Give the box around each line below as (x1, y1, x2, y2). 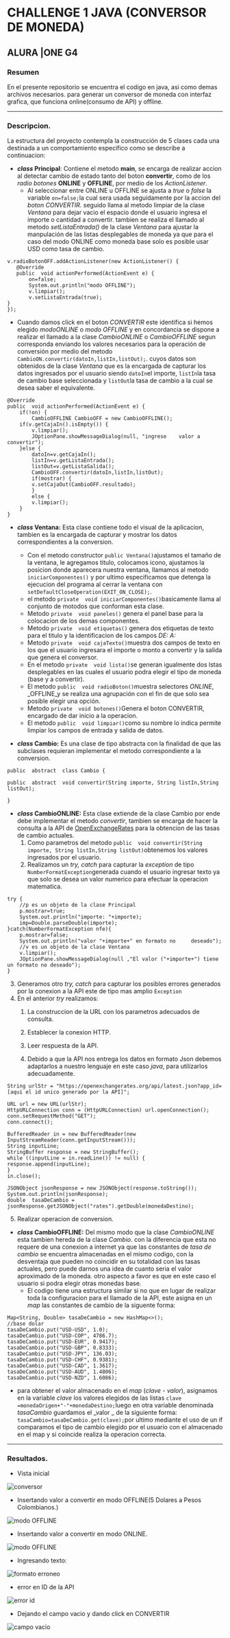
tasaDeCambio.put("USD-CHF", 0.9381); (7, 1357, 118, 1363)
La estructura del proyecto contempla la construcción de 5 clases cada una (7, 137, 220, 145)
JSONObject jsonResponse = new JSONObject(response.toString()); (7, 1185, 197, 1192)
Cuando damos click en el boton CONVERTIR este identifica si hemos (16, 318, 214, 327)
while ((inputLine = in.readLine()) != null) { (7, 1155, 146, 1162)
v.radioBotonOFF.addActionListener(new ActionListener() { (7, 258, 179, 265)
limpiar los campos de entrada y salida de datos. (27, 726, 164, 735)
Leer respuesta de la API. (27, 1041, 99, 1050)
